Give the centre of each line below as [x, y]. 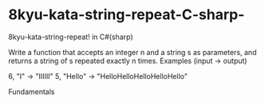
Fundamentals [32, 91]
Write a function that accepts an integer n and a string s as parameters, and [132, 52]
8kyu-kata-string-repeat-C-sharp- [127, 15]
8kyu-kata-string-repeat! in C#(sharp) [71, 37]
